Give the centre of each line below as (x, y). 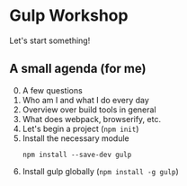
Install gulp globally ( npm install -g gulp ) (101, 171)
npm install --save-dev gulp (77, 155)
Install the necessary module (76, 138)
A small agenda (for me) (78, 69)
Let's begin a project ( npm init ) (80, 128)
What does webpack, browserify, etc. (92, 119)
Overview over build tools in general (89, 110)
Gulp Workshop (69, 16)
